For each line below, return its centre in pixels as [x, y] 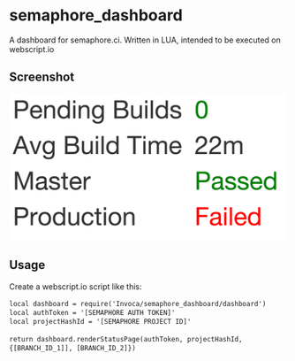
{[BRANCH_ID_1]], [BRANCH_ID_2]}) [73, 348]
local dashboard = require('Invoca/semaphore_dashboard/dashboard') [138, 303]
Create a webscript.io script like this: [76, 286]
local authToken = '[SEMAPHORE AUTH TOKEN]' [92, 312]
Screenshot [42, 77]
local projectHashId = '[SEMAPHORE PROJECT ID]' [100, 321]
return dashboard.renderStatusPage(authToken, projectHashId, [126, 339]
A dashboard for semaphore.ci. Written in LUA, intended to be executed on [145, 40]
